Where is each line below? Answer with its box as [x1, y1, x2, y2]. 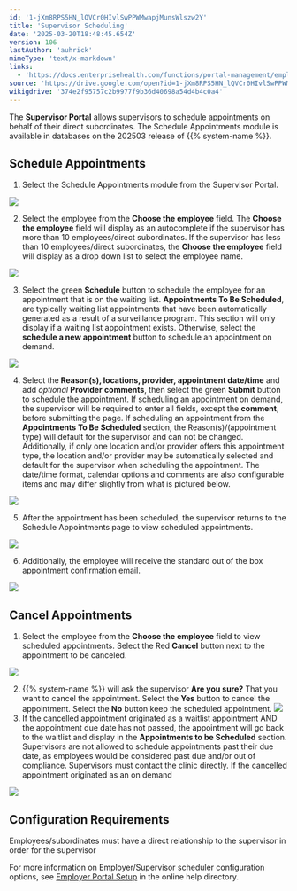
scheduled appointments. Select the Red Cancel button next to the [21, 640, 265, 652]
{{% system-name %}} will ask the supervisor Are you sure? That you [21, 684, 278, 694]
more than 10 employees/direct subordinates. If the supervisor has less [21, 232, 281, 243]
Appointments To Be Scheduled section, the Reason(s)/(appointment [21, 422, 277, 433]
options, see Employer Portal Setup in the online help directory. [9, 871, 239, 882]
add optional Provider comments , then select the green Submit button [21, 385, 281, 395]
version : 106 [9, 37, 57, 47]
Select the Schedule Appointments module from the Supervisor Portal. [21, 179, 278, 191]
